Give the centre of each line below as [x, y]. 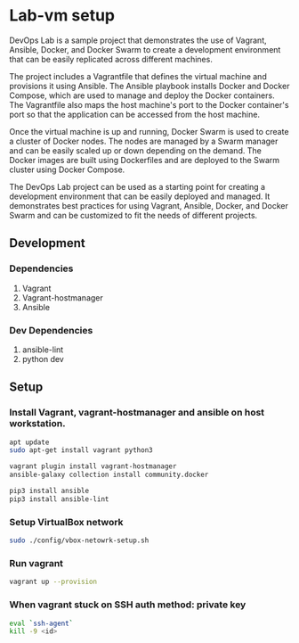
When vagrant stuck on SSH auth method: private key [128, 605]
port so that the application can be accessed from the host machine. [135, 114]
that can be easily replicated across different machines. [111, 59]
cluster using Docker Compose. [67, 169]
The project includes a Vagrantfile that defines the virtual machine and [138, 76]
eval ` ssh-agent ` [41, 623]
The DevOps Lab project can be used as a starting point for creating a [137, 186]
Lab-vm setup [62, 16]
